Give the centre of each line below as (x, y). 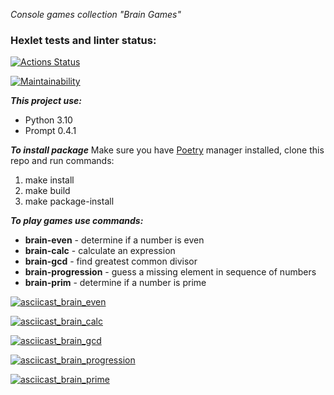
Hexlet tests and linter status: (83, 40)
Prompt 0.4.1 (50, 131)
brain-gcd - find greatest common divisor (111, 261)
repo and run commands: (62, 161)
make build (47, 191)
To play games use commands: (77, 221)
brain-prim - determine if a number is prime (115, 283)
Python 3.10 (48, 120)
